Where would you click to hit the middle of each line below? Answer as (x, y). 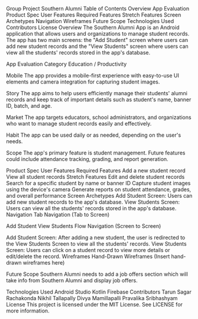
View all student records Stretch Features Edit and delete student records (95, 177)
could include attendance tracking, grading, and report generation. (87, 159)
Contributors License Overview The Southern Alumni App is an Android (93, 27)
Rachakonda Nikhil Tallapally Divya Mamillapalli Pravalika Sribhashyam (92, 298)
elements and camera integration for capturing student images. (83, 82)
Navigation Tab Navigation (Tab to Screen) (58, 215)
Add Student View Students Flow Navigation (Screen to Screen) (84, 226)
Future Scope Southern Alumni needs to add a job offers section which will (97, 274)
